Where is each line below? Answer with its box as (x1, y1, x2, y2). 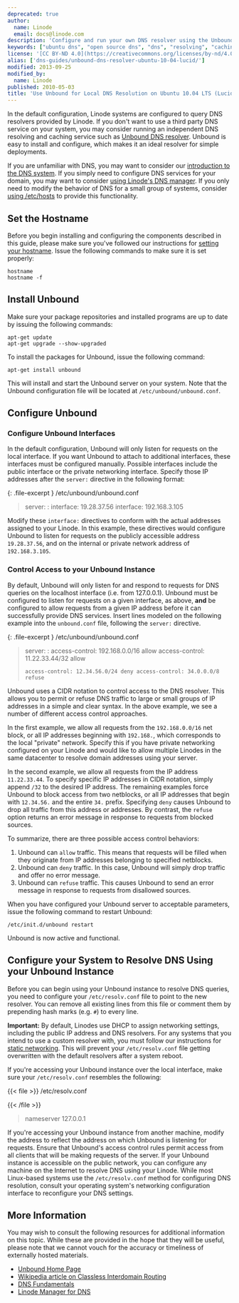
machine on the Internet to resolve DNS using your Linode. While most (7, 1166, 213, 1175)
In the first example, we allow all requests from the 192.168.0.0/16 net (7, 723, 213, 731)
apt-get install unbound (7, 366, 81, 373)
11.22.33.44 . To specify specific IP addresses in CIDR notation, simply (7, 775, 213, 784)
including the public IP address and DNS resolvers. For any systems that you (7, 1028, 232, 1037)
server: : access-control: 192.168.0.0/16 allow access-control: (24, 647, 205, 655)
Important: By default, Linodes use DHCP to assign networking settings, (7, 1021, 220, 1030)
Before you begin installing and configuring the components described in (7, 231, 222, 240)
